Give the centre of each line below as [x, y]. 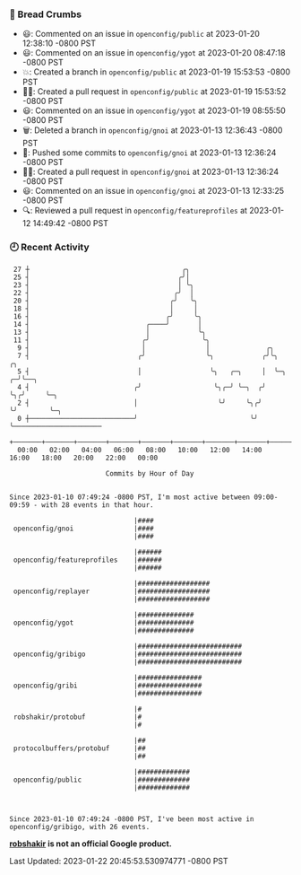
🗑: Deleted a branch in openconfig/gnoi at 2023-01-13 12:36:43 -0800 [152, 130]
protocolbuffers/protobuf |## [79, 748]
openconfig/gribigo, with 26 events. [80, 827]
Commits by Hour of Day [150, 473]
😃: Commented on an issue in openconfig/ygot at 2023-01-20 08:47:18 [154, 53]
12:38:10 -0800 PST [59, 43]
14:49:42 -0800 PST [71, 223]
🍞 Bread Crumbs [46, 14]
